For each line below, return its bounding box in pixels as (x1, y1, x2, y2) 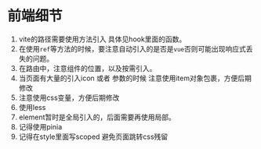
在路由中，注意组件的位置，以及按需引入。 (18, 63, 157, 73)
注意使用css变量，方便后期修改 (18, 93, 120, 102)
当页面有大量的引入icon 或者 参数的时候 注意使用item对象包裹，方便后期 (18, 73, 252, 83)
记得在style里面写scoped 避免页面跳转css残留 (18, 132, 169, 141)
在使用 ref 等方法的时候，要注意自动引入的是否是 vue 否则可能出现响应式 (18, 44, 246, 53)
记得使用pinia (18, 122, 63, 131)
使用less (18, 102, 46, 112)
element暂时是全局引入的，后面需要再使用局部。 (18, 112, 176, 122)
